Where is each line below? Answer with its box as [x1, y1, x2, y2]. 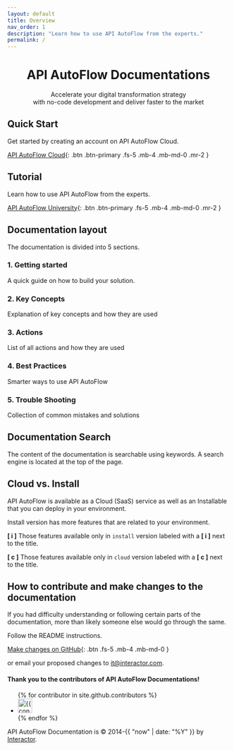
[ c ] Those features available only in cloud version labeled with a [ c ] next [7, 552, 223, 561]
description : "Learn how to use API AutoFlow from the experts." [7, 30, 203, 37]
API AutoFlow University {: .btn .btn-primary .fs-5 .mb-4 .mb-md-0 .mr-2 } [7, 203, 221, 212]
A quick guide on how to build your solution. [7, 276, 135, 284]
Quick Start [7, 118, 58, 131]
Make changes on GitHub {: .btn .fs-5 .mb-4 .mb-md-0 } [7, 645, 169, 653]
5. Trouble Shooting [7, 394, 76, 404]
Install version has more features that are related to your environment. [7, 518, 210, 526]
